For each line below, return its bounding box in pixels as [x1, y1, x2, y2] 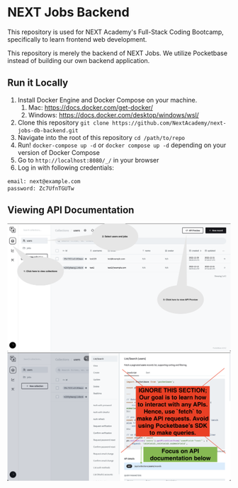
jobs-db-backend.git [17, 127, 79, 134]
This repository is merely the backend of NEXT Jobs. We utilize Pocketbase [7, 49, 228, 57]
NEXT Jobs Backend [7, 4, 130, 21]
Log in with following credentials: [17, 163, 115, 172]
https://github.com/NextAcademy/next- [112, 120, 227, 127]
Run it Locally [7, 77, 69, 89]
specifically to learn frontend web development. [7, 35, 147, 43]
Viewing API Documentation [7, 204, 135, 216]
